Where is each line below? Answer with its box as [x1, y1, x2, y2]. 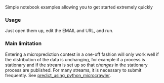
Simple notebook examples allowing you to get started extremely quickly [5, 4, 153, 10]
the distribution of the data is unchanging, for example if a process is [5, 56, 145, 62]
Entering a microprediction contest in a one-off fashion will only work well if [5, 51, 159, 57]
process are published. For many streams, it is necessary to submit [5, 67, 142, 73]
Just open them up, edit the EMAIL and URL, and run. [5, 28, 114, 34]
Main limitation [5, 40, 42, 47]
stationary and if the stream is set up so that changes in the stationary [5, 62, 148, 68]
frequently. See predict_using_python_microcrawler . [5, 72, 111, 78]
